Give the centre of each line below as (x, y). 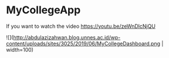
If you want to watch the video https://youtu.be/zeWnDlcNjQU (81, 26)
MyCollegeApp (43, 10)
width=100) (20, 49)
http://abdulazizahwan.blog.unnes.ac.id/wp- (67, 37)
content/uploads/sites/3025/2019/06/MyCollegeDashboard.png (83, 43)
